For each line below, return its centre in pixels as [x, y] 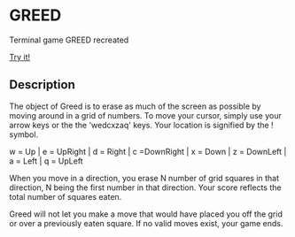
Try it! [20, 57]
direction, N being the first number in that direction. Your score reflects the [145, 187]
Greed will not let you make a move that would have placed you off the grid [146, 214]
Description [42, 85]
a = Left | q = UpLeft [46, 161]
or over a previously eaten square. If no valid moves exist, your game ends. [146, 223]
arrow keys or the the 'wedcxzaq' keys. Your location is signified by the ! [141, 125]
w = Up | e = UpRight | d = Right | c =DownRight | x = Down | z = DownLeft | [148, 151]
